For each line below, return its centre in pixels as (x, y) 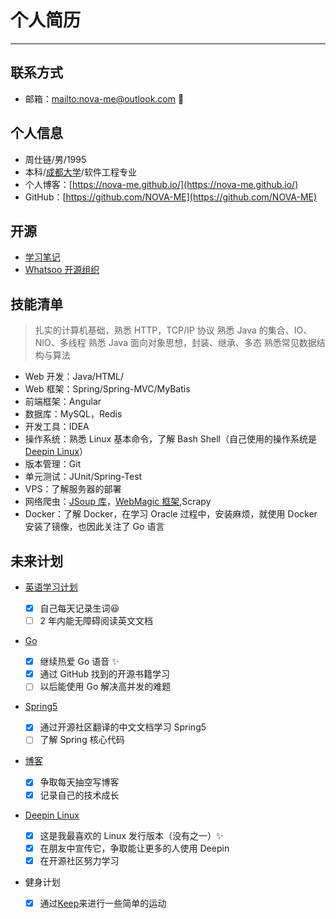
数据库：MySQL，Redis (73, 414)
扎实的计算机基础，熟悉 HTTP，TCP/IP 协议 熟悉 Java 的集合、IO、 (173, 330)
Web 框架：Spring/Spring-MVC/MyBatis (107, 389)
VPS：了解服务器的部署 (73, 489)
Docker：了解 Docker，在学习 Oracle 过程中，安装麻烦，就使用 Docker (171, 514)
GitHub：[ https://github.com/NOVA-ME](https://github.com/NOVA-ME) (171, 197)
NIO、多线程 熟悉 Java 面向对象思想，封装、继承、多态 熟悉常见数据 (175, 343)
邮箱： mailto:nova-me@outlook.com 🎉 (104, 98)
